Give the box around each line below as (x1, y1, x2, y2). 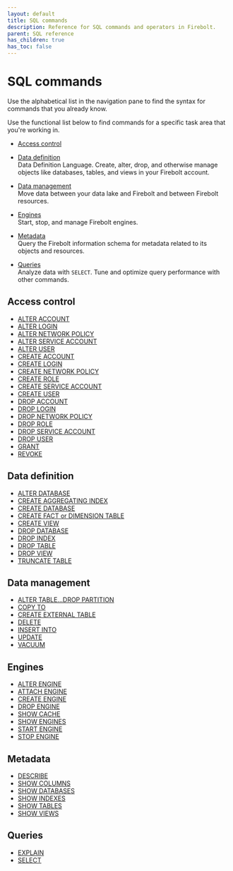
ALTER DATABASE (17, 489, 71, 497)
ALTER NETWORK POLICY (17, 329, 95, 338)
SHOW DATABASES (17, 787, 76, 795)
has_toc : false (7, 43, 52, 50)
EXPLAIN (17, 848, 44, 857)
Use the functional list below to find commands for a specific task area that (7, 118, 226, 126)
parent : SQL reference (7, 30, 74, 37)
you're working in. (7, 125, 60, 134)
